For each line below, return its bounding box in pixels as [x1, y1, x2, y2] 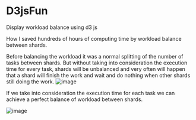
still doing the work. [6, 78, 55, 85]
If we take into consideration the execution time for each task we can [6, 89, 175, 96]
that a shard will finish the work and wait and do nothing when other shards [6, 72, 191, 79]
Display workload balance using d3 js [6, 24, 98, 31]
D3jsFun [6, 4, 48, 18]
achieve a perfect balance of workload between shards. [6, 96, 143, 103]
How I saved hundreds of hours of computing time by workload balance [6, 35, 182, 42]
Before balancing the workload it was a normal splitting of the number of [6, 53, 184, 60]
